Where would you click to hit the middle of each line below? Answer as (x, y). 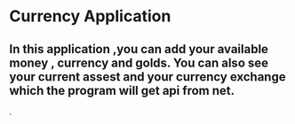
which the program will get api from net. (122, 90)
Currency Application (90, 16)
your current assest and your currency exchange (147, 77)
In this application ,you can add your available (139, 49)
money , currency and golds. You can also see (139, 62)
